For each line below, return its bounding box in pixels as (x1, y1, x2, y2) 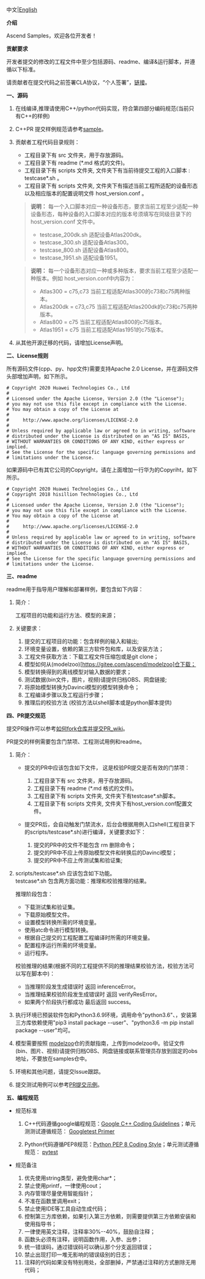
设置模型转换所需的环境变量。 (24, 919, 100, 926)
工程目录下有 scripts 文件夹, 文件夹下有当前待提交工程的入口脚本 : (24, 167, 190, 174)
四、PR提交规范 (6, 712, 46, 719)
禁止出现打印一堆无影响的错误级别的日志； (24, 1251, 132, 1258)
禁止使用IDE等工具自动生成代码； (24, 1205, 108, 1212)
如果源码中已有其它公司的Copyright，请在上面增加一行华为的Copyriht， (6, 466, 187, 473)
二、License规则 (6, 352, 49, 359)
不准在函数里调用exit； (24, 1198, 83, 1204)
